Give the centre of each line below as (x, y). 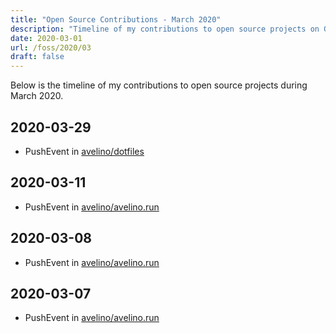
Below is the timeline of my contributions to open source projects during (159, 85)
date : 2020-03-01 (46, 38)
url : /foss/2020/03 (51, 47)
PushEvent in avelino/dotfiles (84, 151)
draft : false (37, 57)
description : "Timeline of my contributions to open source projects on (165, 29)
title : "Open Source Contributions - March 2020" (116, 19)
